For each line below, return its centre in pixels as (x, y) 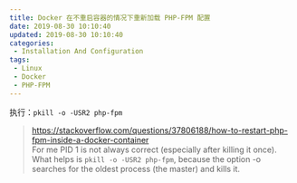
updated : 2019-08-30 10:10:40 (67, 34)
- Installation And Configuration (78, 52)
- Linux (28, 69)
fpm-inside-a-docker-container (90, 140)
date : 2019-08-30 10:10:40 (60, 26)
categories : (32, 43)
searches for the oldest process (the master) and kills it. (136, 169)
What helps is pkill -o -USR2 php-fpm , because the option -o (146, 159)
